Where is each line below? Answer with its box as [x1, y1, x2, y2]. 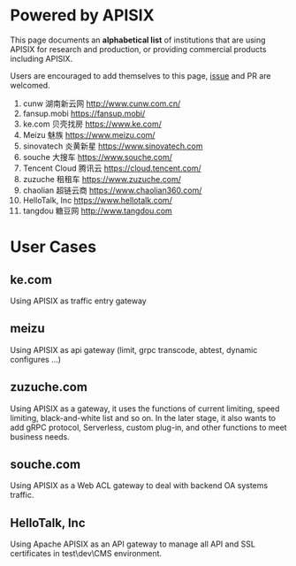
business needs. [10, 431, 70, 442]
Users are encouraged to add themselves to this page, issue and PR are [10, 70, 271, 80]
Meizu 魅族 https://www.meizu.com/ [22, 129, 156, 140]
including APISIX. [10, 53, 73, 64]
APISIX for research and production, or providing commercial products [10, 43, 267, 54]
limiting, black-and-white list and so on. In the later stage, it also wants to [10, 412, 277, 423]
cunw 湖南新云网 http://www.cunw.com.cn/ [22, 98, 181, 109]
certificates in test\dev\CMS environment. [10, 548, 163, 559]
